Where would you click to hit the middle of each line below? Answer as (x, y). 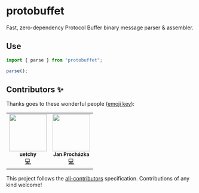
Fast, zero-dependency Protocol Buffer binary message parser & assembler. (100, 27)
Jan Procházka (71, 154)
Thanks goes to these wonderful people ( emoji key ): (71, 104)
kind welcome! (24, 185)
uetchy (28, 154)
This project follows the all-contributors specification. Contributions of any (98, 179)
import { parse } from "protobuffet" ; (54, 60)
